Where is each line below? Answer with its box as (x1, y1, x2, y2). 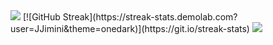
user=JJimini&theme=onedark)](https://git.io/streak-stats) (10, 23, 250, 34)
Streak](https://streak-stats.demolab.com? (62, 11, 238, 23)
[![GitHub (22, 11, 61, 23)
